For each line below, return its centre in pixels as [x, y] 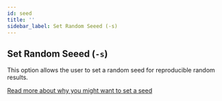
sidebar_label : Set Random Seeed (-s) [62, 26]
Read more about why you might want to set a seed [80, 91]
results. [18, 77]
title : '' [21, 20]
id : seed [20, 13]
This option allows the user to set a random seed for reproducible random [111, 70]
